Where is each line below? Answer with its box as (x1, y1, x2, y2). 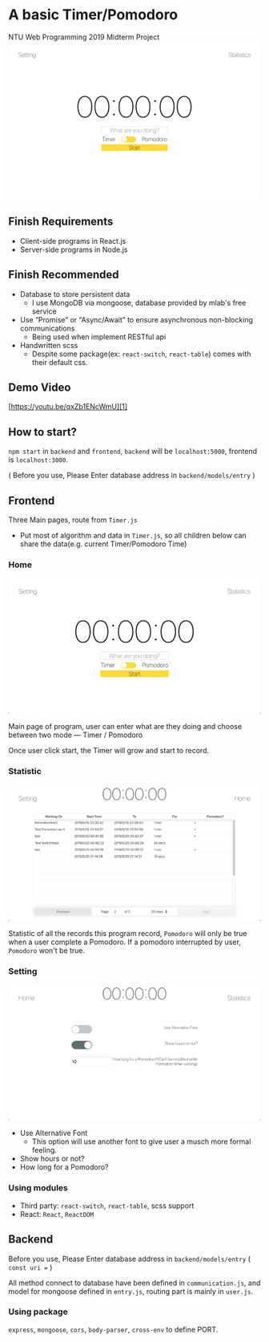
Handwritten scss (19, 340, 78, 350)
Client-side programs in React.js (19, 236, 126, 245)
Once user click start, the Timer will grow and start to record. (8, 746, 210, 756)
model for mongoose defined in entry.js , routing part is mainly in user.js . (8, 1286, 254, 1296)
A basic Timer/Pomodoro (8, 6, 179, 24)
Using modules (8, 1182, 68, 1194)
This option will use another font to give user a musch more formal (31, 1137, 251, 1146)
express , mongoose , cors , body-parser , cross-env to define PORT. (8, 1324, 219, 1334)
